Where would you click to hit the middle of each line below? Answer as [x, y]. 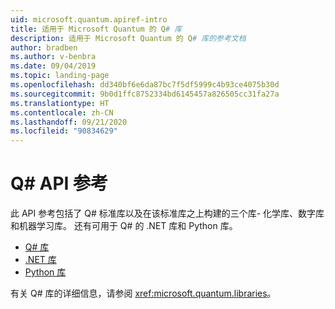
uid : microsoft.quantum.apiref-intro [89, 19]
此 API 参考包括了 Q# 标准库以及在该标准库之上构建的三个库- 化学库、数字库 [167, 213]
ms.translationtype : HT [60, 103]
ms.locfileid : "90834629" [64, 131]
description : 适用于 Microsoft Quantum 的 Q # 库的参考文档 [128, 38]
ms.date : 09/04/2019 [53, 66]
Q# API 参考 [59, 183]
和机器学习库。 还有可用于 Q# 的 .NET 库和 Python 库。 [124, 226]
